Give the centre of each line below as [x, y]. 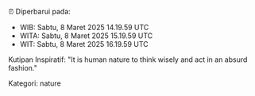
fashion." [23, 68]
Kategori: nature [35, 83]
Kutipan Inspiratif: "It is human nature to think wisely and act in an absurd [128, 60]
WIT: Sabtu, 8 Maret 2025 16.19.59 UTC [84, 44]
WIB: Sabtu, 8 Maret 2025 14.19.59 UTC [84, 27]
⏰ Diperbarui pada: [40, 12]
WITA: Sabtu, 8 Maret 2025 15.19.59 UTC [86, 36]
